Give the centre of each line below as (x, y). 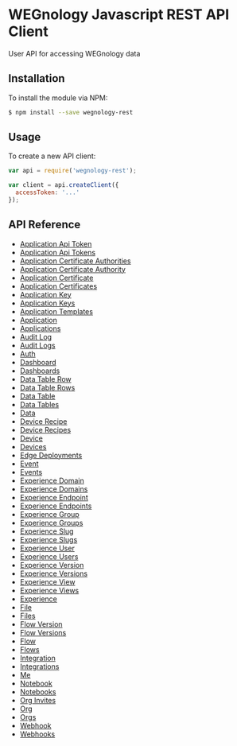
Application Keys (47, 303)
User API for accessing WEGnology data (74, 53)
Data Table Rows (47, 387)
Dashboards (40, 371)
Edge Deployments (51, 455)
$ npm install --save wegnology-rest (71, 112)
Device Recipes (45, 429)
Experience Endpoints (56, 506)
